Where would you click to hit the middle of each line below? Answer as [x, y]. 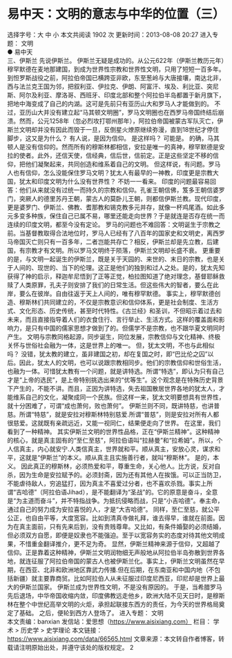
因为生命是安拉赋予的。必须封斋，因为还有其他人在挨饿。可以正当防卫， [122, 474]
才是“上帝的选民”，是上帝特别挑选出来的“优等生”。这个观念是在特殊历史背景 [115, 380]
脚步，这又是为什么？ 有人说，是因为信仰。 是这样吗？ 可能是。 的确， [107, 138]
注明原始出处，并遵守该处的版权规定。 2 [76, 647]
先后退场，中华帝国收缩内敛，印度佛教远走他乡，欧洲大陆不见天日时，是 [110, 595]
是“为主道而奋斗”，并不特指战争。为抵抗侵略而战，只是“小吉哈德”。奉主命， [115, 501]
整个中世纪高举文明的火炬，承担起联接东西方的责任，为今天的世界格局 [119, 604]
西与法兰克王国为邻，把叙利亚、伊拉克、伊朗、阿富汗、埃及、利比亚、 [107, 86]
